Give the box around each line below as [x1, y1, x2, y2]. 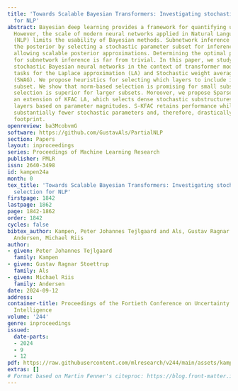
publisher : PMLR [7, 155, 55, 163]
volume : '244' [7, 313, 50, 321]
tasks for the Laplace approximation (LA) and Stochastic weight [13, 69, 211, 76]
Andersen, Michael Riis [13, 234, 84, 242]
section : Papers [7, 135, 55, 142]
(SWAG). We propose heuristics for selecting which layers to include [13, 76, 227, 84]
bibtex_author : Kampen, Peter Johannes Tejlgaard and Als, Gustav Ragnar [7, 227, 230, 234]
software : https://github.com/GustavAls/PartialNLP [7, 129, 163, 136]
